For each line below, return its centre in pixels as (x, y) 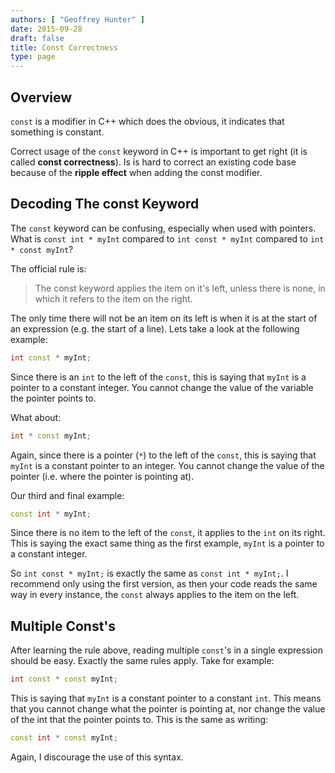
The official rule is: (48, 268)
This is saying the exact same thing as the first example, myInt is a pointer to (167, 543)
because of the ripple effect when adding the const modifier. (136, 172)
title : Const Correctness (64, 47)
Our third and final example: (67, 495)
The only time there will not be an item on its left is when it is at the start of (164, 318)
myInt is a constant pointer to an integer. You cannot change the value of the (167, 465)
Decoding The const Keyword (105, 204)
